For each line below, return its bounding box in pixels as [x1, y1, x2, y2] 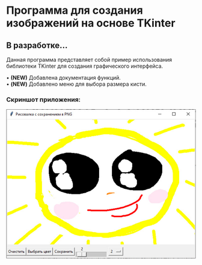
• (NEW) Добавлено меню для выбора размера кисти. [6, 80, 147, 88]
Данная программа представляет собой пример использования [6, 56, 173, 63]
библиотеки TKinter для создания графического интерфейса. [6, 62, 164, 70]
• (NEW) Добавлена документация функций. [6, 74, 121, 81]
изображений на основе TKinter [6, 16, 176, 30]
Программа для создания [6, 4, 143, 17]
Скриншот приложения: [6, 95, 81, 104]
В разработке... [6, 40, 68, 50]
